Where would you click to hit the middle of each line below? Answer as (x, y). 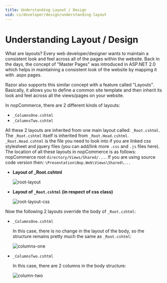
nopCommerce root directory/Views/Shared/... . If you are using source (80, 157)
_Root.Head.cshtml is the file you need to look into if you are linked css (78, 141)
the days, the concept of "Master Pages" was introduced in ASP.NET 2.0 (80, 64)
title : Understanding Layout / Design (46, 10)
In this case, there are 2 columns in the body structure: (69, 266)
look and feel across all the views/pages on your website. (65, 96)
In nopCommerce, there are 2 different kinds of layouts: (63, 105)
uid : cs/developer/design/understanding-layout (56, 15)
